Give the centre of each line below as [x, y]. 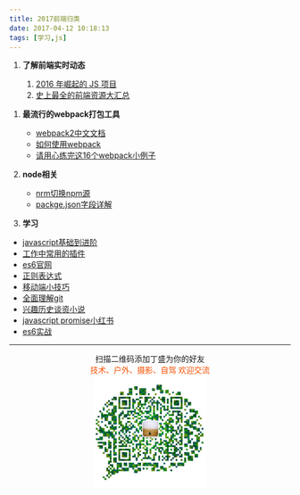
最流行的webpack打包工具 [71, 114]
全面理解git [43, 298]
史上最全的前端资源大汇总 [83, 95]
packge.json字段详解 [74, 204]
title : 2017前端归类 [45, 19]
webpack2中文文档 [71, 133]
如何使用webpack [68, 144]
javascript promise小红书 [68, 320]
